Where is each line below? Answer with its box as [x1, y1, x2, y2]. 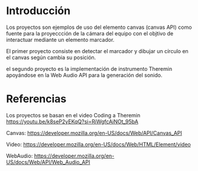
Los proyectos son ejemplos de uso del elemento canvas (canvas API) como [6, 24, 192, 31]
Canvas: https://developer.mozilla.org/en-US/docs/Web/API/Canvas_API [6, 129, 182, 136]
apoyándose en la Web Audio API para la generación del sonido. [6, 71, 163, 78]
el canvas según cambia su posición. [6, 54, 96, 61]
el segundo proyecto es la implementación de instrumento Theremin [6, 65, 173, 72]
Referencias [6, 93, 67, 106]
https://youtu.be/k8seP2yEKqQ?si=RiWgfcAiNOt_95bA [6, 118, 139, 125]
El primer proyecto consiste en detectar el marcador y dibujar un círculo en [6, 47, 189, 54]
